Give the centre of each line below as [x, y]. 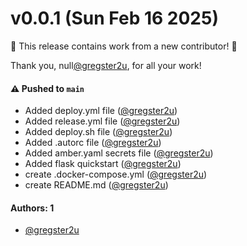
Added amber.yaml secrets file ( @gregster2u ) [119, 153]
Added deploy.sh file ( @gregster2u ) [98, 132]
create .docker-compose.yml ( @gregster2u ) [116, 174]
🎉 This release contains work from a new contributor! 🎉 [124, 46]
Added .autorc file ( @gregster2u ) [93, 143]
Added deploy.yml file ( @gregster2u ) [101, 111]
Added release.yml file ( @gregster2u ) [102, 121]
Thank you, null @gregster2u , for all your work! [106, 65]
